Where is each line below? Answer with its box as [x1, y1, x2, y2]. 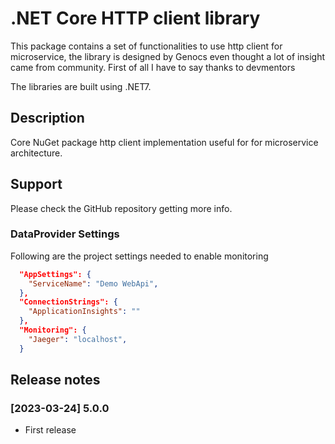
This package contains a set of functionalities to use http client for [10, 40, 283, 52]
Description [10, 110, 85, 127]
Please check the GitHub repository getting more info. [10, 202, 233, 214]
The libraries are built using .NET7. [10, 80, 152, 92]
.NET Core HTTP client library [10, 7, 261, 30]
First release [24, 424, 77, 436]
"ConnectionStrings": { [19, 297, 118, 307]
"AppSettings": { [19, 269, 92, 279]
